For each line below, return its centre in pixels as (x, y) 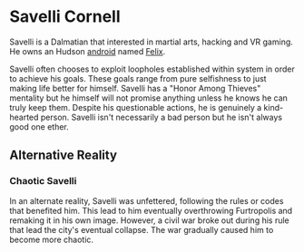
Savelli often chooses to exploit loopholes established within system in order (152, 69)
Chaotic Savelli (43, 181)
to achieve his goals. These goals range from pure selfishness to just (138, 78)
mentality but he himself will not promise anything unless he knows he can (149, 98)
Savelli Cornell (65, 17)
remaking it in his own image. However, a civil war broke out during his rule (150, 220)
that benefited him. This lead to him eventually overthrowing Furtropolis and (151, 210)
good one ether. (39, 126)
